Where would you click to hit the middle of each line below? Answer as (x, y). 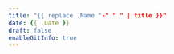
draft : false (30, 30)
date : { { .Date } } (39, 23)
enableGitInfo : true (43, 38)
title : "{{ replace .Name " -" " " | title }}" (87, 15)
